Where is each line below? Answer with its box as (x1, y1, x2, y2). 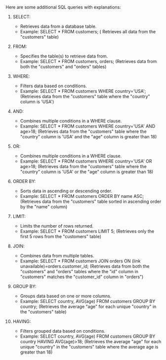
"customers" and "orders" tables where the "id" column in (20, 269, 139, 274)
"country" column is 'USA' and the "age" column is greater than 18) (20, 134, 157, 139)
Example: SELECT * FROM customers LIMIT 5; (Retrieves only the (20, 228, 155, 234)
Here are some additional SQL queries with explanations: (5, 4, 122, 10)
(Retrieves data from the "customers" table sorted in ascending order (20, 198, 162, 204)
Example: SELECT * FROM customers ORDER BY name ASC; (20, 193, 144, 199)
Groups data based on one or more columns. (20, 293, 112, 299)
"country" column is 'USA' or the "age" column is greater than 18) (20, 169, 154, 175)
